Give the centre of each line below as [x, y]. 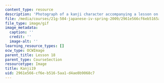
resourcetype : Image [26, 64]
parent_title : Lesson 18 [30, 55]
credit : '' [20, 37]
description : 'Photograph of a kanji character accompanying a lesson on [82, 14]
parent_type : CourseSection [34, 60]
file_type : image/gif [27, 23]
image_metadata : [21, 28]
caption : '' [22, 32]
